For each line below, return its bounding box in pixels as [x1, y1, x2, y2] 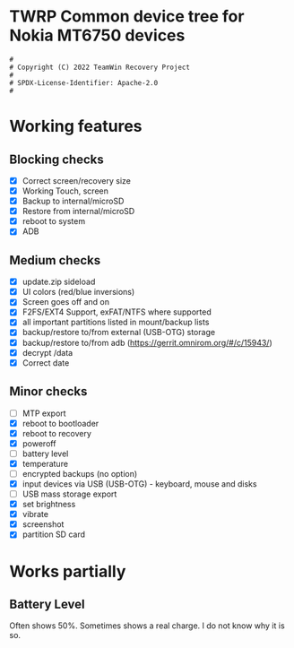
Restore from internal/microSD [22, 206, 135, 217]
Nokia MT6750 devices [9, 25, 186, 46]
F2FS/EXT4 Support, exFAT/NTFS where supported [22, 307, 212, 317]
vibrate [22, 509, 49, 520]
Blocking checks [9, 151, 105, 167]
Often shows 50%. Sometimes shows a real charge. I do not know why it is [9, 620, 285, 631]
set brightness [22, 499, 76, 510]
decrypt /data [22, 347, 73, 358]
